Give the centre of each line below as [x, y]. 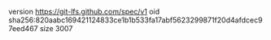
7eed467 [23, 28]
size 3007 [56, 28]
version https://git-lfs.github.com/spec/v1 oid [84, 12]
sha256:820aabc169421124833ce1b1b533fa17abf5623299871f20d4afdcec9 [135, 20]
